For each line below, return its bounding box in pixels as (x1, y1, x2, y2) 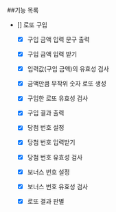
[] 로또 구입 (16, 21, 48, 29)
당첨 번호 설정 (27, 124, 65, 132)
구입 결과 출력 (27, 109, 65, 117)
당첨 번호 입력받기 (27, 138, 76, 146)
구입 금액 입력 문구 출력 (27, 35, 91, 44)
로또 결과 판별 (27, 197, 65, 205)
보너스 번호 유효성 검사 (27, 182, 89, 191)
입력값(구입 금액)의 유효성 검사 (27, 65, 110, 73)
